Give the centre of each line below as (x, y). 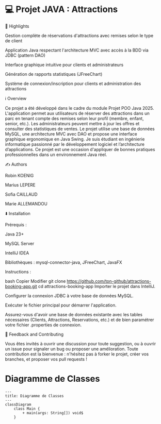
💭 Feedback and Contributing (34, 334)
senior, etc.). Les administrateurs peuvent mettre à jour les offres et (72, 123)
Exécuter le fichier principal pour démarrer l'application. (61, 305)
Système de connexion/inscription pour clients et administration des (73, 84)
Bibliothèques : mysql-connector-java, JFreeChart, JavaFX (64, 262)
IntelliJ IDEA (17, 253)
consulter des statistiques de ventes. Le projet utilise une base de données (80, 129)
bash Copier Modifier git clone (35, 281)
